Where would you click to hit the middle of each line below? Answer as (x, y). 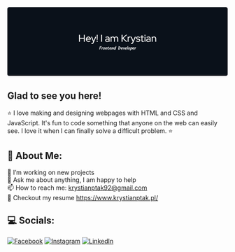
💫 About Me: (35, 156)
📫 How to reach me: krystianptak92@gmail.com (77, 188)
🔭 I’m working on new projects (51, 172)
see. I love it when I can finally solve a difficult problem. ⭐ (90, 131)
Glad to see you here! (55, 96)
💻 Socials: (31, 221)
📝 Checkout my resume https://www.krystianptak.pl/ (83, 197)
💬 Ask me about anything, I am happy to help (72, 180)
